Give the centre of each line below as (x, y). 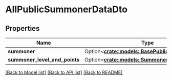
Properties (23, 28)
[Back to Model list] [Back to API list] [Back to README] (64, 72)
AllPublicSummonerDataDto (67, 9)
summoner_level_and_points (44, 60)
